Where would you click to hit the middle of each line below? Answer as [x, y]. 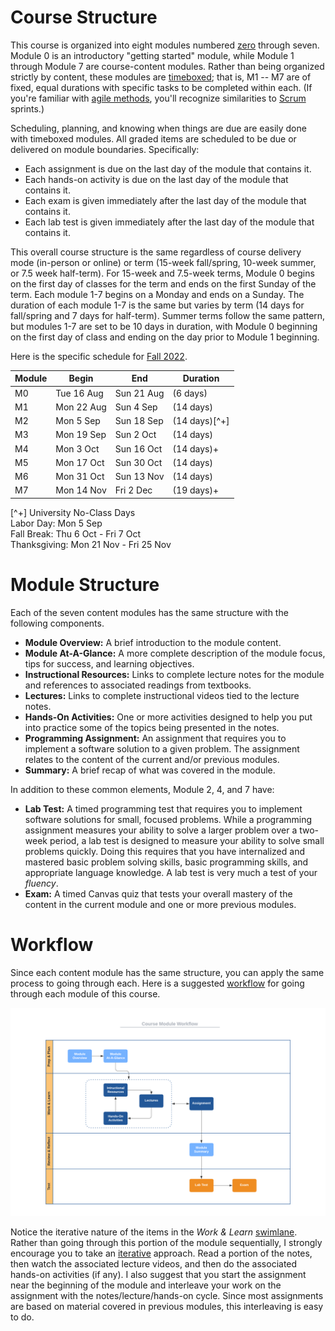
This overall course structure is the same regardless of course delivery [156, 252]
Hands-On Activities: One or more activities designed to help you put [168, 717]
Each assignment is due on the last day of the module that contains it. [168, 168]
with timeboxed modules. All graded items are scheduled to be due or [153, 138]
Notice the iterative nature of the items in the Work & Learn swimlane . [154, 1232]
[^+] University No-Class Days [73, 512]
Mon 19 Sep [81, 435]
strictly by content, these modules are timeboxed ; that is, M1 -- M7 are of [161, 77]
